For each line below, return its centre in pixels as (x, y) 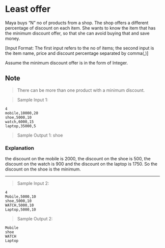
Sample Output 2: (35, 219)
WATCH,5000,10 (20, 206)
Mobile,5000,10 (21, 197)
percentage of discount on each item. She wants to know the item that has (80, 28)
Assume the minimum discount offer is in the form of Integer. (67, 63)
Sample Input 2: (33, 183)
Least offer (28, 9)
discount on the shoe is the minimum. (43, 169)
